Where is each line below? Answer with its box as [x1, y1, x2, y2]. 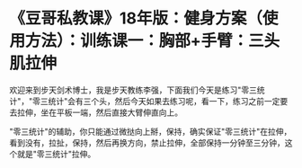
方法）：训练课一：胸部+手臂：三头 [25, 31, 280, 51]
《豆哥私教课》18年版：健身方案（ [9, 8, 263, 29]
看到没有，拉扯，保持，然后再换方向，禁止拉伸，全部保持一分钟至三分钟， [9, 137, 285, 148]
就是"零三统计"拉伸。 [16, 148, 96, 159]
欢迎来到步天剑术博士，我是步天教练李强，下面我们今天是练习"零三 [9, 84, 258, 95]
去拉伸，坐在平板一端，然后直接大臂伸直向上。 [9, 107, 182, 118]
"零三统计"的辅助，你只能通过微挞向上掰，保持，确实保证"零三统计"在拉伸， [9, 126, 292, 137]
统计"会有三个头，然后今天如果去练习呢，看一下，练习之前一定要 [48, 95, 289, 106]
